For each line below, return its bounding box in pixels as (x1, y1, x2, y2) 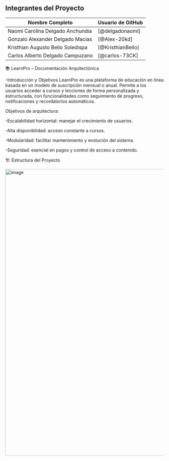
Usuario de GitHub (98, 19, 143, 26)
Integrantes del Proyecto (5, 4, 84, 13)
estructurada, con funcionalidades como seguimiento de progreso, (5, 93, 144, 99)
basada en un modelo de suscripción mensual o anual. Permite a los (5, 82, 147, 88)
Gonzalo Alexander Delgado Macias (8, 35, 93, 42)
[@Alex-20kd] (98, 35, 133, 42)
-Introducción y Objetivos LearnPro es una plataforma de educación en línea (5, 76, 164, 83)
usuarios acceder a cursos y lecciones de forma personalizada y (5, 88, 139, 94)
